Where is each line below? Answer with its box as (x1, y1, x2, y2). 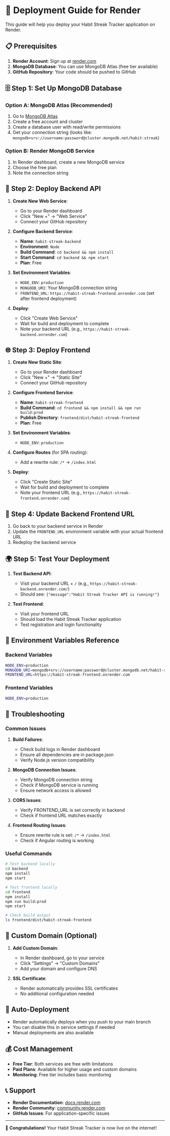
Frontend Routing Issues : (12, 822, 67, 829)
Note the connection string (12, 170, 69, 176)
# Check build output (5, 913, 51, 918)
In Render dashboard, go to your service (20, 955, 105, 961)
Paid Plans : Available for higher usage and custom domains (12, 1066, 137, 1072)
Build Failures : (12, 736, 44, 742)
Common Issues (5, 725, 47, 732)
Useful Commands (5, 850, 52, 857)
